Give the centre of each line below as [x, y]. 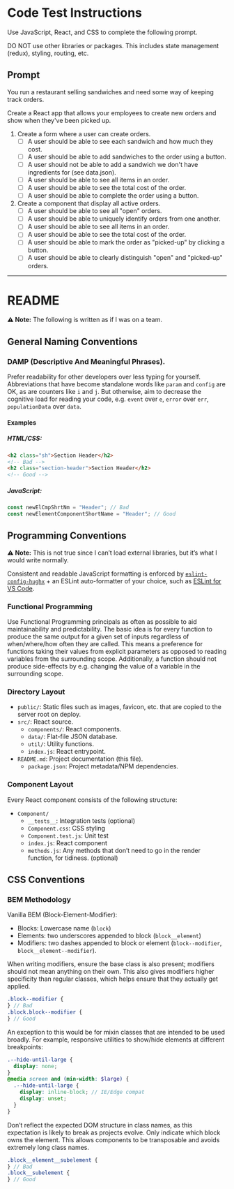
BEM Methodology [39, 899]
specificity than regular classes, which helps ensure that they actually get [112, 979]
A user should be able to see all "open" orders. [95, 211]
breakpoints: [25, 1046]
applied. [19, 986]
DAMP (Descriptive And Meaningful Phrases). [86, 361]
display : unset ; [44, 1099]
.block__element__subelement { [53, 1160]
